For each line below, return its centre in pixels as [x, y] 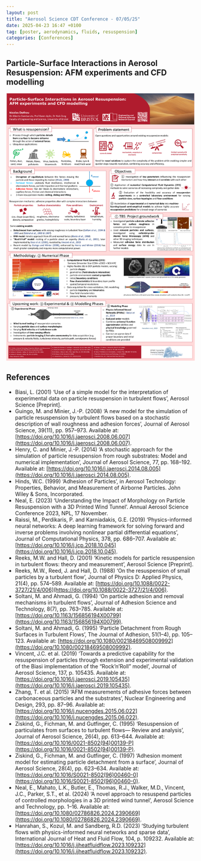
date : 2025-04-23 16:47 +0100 [44, 25]
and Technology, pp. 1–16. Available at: [62, 806]
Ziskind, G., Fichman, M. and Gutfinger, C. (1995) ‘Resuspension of [97, 724]
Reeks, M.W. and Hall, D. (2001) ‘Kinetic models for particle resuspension [105, 558]
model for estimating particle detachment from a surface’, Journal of [99, 762]
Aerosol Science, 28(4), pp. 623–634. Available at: [77, 768]
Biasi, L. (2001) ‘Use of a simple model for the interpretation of [92, 392]
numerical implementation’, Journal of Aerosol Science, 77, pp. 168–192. [103, 462]
